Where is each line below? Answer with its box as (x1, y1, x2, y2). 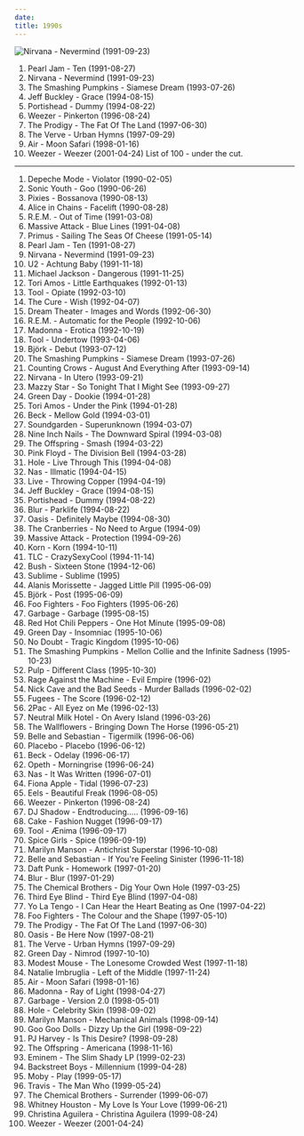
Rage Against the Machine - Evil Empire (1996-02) (27, 674, 212, 684)
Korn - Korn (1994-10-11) (27, 541, 118, 552)
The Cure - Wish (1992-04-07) (27, 296, 140, 307)
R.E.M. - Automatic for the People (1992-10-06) (27, 315, 201, 325)
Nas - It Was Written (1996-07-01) (27, 768, 152, 779)
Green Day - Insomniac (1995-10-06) (27, 627, 163, 637)
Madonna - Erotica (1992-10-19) (27, 324, 145, 335)
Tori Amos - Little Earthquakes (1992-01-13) (27, 277, 188, 288)
